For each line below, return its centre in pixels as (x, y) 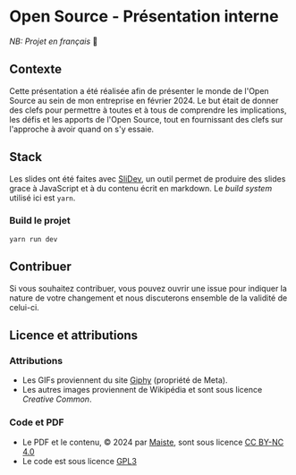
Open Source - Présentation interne (144, 17)
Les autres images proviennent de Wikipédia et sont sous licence (142, 390)
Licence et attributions (74, 336)
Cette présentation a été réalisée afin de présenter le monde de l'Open (140, 90)
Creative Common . (57, 399)
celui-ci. (25, 307)
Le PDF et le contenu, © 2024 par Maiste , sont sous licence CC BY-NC (153, 442)
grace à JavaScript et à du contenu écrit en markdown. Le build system (141, 188)
